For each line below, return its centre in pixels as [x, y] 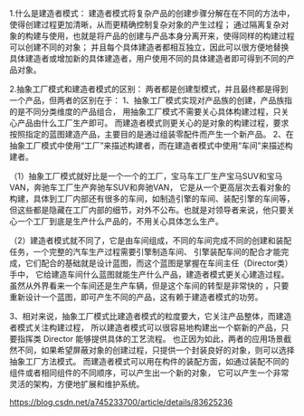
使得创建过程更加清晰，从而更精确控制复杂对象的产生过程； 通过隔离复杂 [145, 24]
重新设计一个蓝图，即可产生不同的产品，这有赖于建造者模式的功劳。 [136, 297]
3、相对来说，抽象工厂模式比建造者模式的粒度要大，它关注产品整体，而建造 [151, 316]
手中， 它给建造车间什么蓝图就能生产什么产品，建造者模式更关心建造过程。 [149, 274]
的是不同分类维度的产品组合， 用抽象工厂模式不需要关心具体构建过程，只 [145, 112]
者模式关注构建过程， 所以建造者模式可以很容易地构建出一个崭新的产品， [145, 327]
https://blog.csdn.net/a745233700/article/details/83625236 [121, 402]
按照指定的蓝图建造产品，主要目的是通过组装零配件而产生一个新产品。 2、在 [152, 134]
